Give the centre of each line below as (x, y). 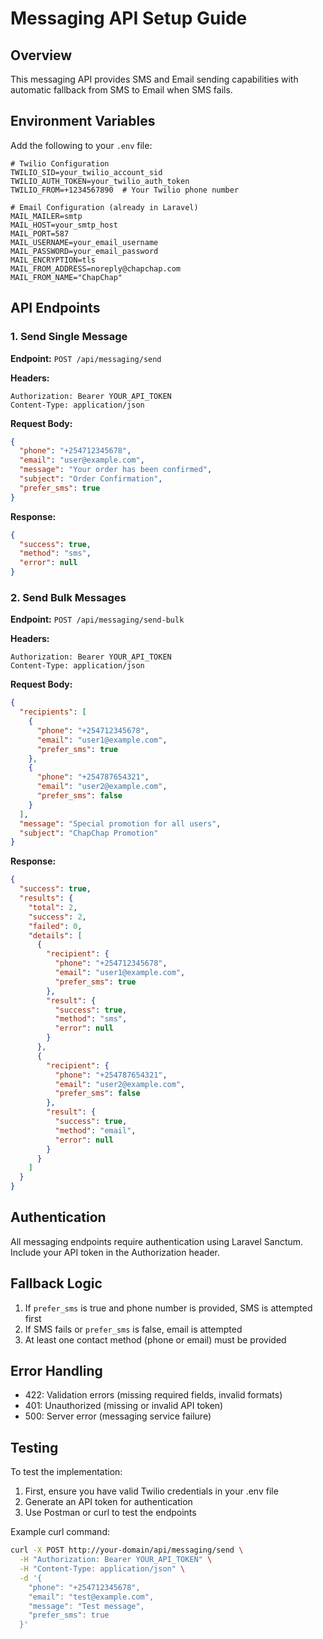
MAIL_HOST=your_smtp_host (64, 225)
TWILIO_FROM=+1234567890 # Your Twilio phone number (125, 190)
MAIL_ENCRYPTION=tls (53, 260)
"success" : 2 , (57, 917)
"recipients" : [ (53, 712)
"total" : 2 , (53, 907)
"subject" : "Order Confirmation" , (91, 479)
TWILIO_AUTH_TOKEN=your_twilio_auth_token (100, 181)
